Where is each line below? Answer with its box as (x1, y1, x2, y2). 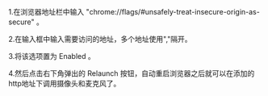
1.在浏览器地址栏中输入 (8, 7, 85, 16)
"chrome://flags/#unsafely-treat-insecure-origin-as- (86, 7, 260, 16)
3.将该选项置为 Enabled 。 (8, 52, 95, 61)
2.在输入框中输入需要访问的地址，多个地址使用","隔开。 (8, 35, 192, 44)
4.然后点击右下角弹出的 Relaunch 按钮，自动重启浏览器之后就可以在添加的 (8, 69, 255, 78)
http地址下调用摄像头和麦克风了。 (8, 79, 121, 88)
